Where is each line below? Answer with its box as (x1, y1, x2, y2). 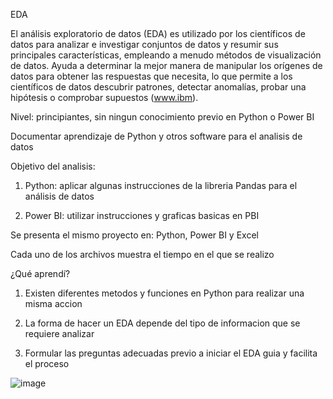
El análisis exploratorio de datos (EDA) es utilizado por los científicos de (10, 28, 306, 39)
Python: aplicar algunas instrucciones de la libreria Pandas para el (24, 180, 298, 191)
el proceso (24, 358, 70, 369)
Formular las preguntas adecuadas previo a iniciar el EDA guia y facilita (24, 347, 318, 359)
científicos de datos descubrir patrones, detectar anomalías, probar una (10, 81, 307, 93)
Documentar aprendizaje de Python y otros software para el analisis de (10, 130, 303, 142)
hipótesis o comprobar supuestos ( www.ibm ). (10, 92, 199, 103)
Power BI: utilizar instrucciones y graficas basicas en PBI (24, 210, 260, 221)
